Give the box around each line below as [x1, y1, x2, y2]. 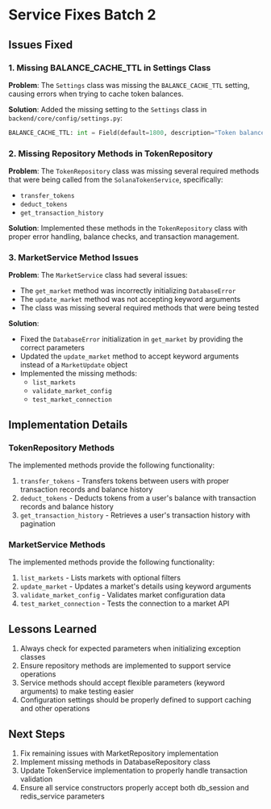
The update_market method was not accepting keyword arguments [19, 295, 241, 304]
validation [19, 773, 53, 784]
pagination [19, 519, 56, 529]
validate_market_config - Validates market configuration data [19, 590, 226, 600]
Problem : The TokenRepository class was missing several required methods [8, 166, 260, 176]
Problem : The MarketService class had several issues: [8, 270, 188, 280]
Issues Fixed [8, 38, 73, 52]
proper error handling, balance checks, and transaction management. [8, 232, 240, 241]
